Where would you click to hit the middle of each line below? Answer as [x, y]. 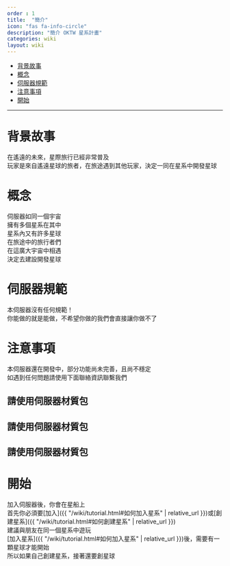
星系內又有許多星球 [34, 233]
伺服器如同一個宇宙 [34, 216]
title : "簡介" [28, 20]
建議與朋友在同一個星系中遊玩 [49, 530]
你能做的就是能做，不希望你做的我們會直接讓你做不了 [82, 318]
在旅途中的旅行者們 [34, 241]
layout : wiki [26, 45]
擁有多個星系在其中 [34, 224]
